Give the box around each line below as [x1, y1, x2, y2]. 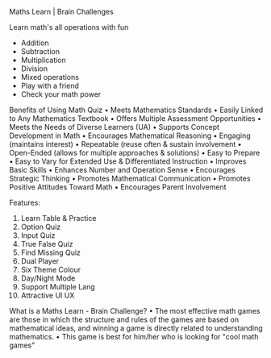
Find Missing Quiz [20, 248, 81, 257]
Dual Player [20, 256, 60, 265]
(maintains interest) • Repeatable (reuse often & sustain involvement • [9, 139, 242, 148]
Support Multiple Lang [20, 282, 95, 291]
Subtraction [20, 47, 60, 56]
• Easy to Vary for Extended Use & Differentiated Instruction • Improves [9, 156, 247, 166]
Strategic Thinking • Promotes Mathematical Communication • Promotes [9, 173, 251, 183]
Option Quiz [20, 222, 61, 231]
